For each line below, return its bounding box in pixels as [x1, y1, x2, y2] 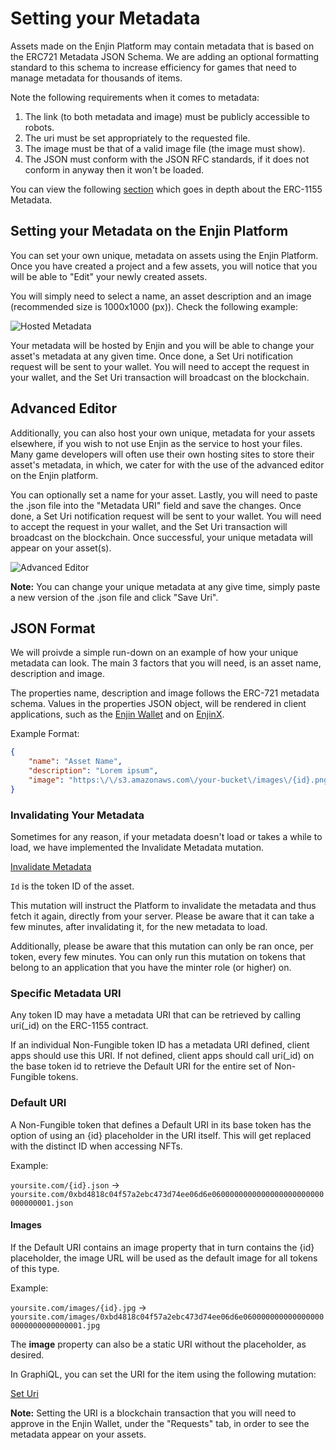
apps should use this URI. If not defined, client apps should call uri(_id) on [10, 1050, 315, 1062]
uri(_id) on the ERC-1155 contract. [10, 1020, 149, 1032]
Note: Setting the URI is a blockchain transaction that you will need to [10, 1407, 297, 1419]
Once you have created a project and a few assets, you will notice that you [10, 260, 318, 272]
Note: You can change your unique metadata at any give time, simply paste [10, 580, 321, 592]
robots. [24, 121, 55, 133]
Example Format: [10, 728, 80, 740]
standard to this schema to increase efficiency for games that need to [10, 61, 297, 73]
